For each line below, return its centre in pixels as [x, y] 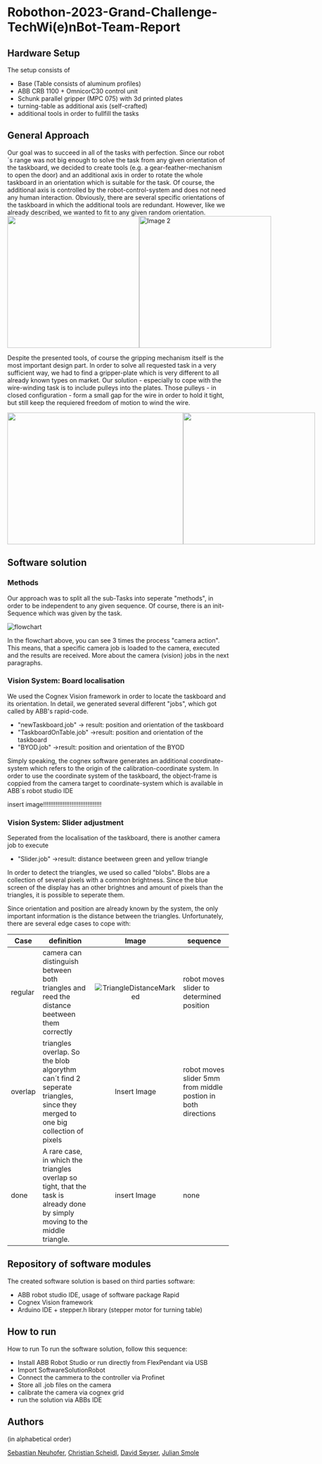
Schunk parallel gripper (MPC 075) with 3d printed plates [100, 98]
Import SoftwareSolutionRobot [61, 1370]
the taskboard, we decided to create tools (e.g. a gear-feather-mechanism [115, 167]
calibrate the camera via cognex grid [71, 1392]
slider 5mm [201, 1079]
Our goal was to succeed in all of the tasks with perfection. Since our [107, 153]
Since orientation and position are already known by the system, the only [113, 908]
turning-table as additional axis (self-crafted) [82, 106]
